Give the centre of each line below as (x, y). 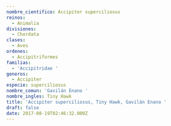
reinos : (16, 18)
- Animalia (25, 23)
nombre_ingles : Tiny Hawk (39, 96)
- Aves (20, 46)
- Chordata (25, 35)
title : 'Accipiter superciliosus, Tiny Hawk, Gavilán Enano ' (86, 102)
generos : (17, 74)
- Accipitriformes (35, 57)
